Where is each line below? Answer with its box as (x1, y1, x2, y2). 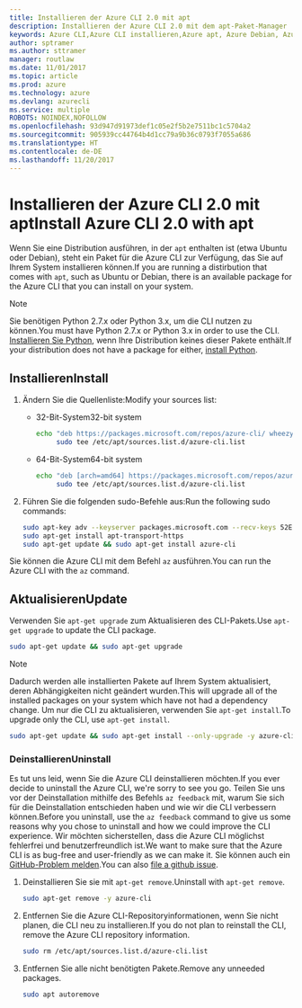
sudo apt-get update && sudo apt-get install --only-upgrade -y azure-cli (9, 732, 296, 741)
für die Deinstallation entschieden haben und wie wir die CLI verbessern (9, 802, 277, 813)
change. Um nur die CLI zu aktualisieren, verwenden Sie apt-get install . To (9, 705, 291, 716)
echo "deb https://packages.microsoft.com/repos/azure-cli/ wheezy (35, 429, 294, 439)
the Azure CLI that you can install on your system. (9, 281, 194, 292)
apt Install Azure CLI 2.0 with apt (9, 213, 254, 234)
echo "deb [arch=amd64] (35, 471, 126, 480)
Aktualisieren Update (9, 591, 128, 607)
